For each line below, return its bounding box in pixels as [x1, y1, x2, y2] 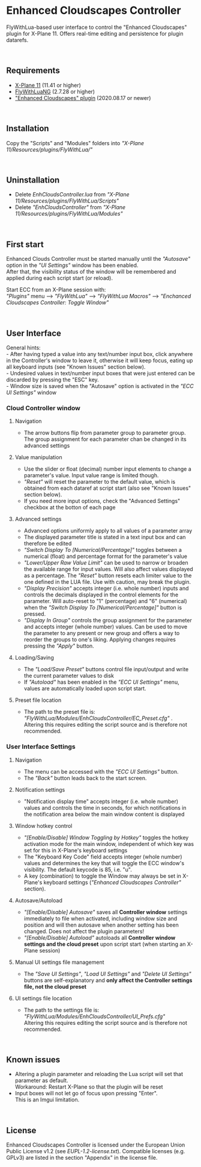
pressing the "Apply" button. [23, 642, 94, 649]
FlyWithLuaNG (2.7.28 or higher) [14, 88, 95, 95]
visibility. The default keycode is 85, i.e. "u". [23, 866, 132, 873]
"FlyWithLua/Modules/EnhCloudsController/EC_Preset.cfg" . [23, 715, 173, 722]
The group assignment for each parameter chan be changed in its [23, 436, 187, 443]
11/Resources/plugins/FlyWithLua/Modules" [14, 210, 123, 217]
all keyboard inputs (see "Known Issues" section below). [6, 363, 146, 371]
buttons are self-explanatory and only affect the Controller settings [23, 977, 193, 984]
